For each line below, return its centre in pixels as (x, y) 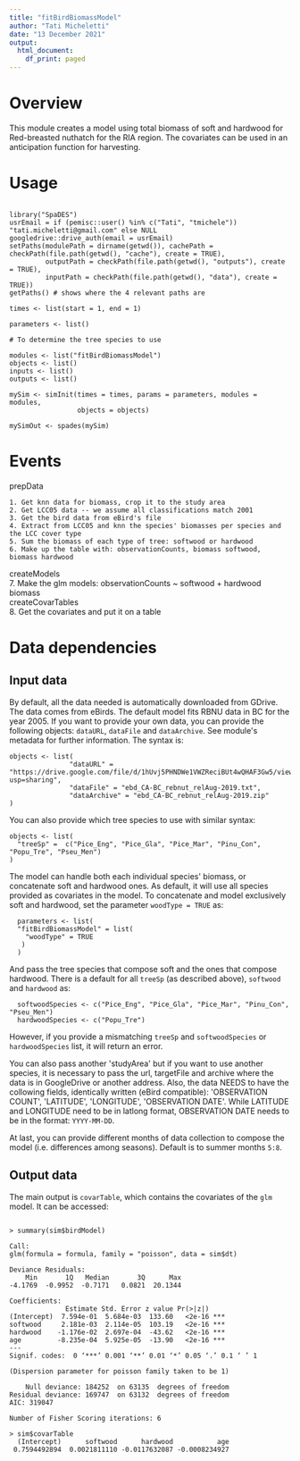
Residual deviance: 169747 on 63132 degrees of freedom (119, 1395)
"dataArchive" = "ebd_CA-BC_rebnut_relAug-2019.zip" (169, 795)
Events (36, 462)
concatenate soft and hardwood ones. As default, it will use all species (139, 886)
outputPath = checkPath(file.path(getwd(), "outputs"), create (165, 261)
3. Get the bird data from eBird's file (86, 518)
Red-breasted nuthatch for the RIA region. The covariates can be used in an (149, 137)
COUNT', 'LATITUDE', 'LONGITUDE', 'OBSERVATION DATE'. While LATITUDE (149, 1101)
